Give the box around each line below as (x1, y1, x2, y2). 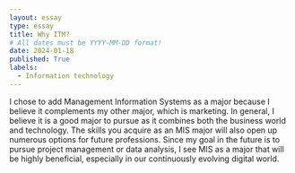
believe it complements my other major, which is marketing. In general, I (9, 105, 275, 117)
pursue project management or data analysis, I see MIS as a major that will (9, 143, 284, 154)
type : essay (9, 22, 54, 30)
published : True (9, 55, 70, 64)
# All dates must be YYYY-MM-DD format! (9, 38, 163, 48)
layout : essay (9, 13, 63, 22)
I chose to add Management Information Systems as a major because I (9, 96, 271, 107)
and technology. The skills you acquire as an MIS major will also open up (9, 125, 278, 135)
